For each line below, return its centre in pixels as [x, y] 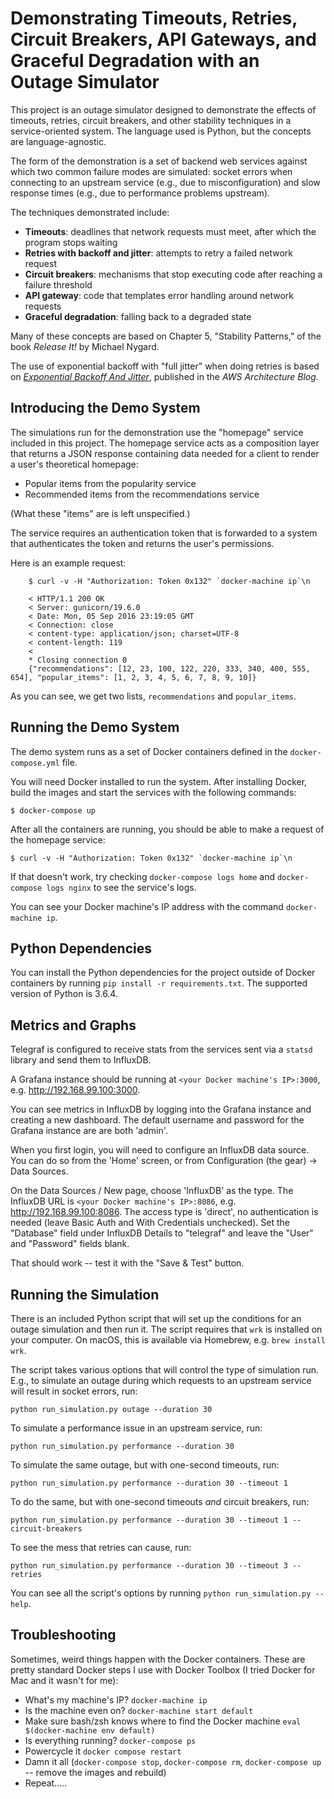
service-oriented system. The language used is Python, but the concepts [161, 131]
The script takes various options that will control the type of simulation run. [165, 1370]
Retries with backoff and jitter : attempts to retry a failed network [158, 253]
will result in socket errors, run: [74, 1391]
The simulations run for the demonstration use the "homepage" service [157, 432]
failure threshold [58, 284]
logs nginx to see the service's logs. [121, 887]
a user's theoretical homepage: [74, 464]
